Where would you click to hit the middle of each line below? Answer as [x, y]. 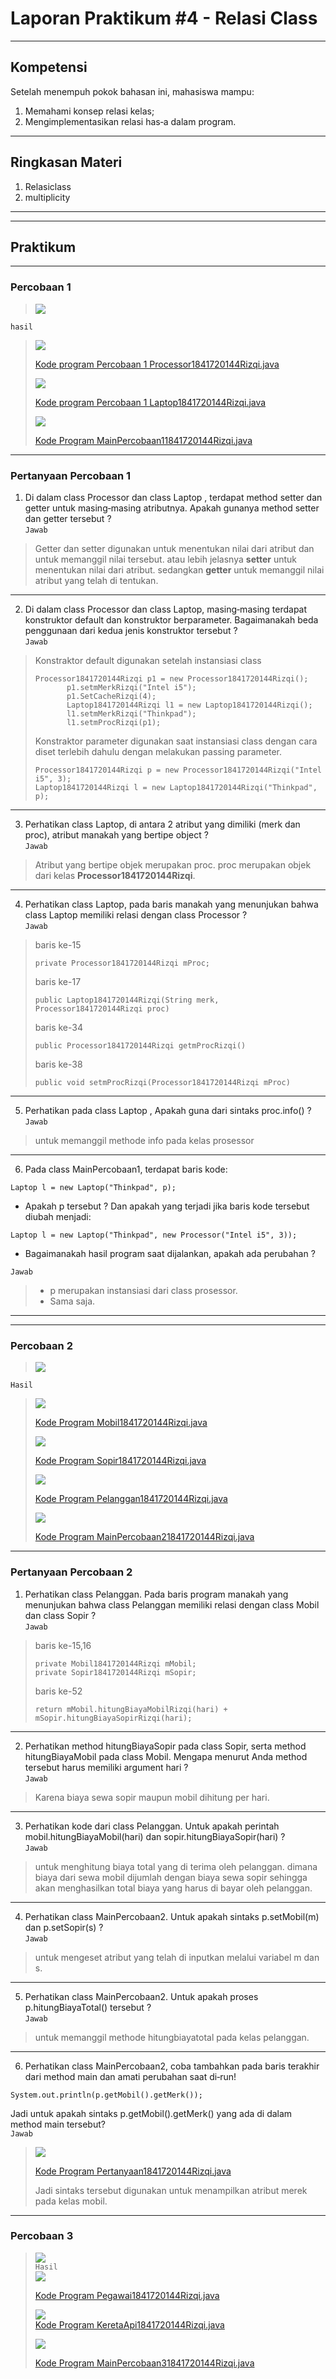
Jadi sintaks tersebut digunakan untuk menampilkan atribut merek [171, 2190]
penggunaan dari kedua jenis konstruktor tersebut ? [131, 630]
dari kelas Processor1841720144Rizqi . [115, 875]
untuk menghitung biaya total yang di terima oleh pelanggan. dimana [176, 1866]
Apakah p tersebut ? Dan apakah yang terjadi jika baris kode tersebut [167, 1206]
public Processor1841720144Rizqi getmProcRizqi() [140, 1045]
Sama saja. [72, 1301]
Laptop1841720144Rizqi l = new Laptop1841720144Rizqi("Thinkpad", [176, 787]
